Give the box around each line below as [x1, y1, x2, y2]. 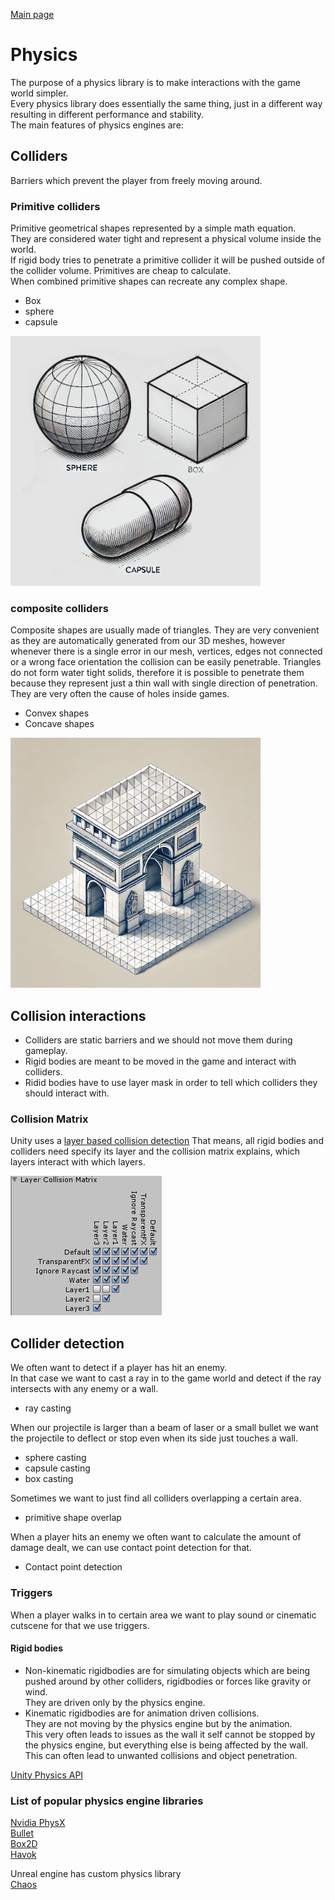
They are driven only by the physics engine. [24, 1696, 206, 1708]
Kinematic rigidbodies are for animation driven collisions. [24, 1707, 260, 1719]
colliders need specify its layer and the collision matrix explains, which [10, 1145, 301, 1158]
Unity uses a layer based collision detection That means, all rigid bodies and [10, 1135, 324, 1147]
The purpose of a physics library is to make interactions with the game [10, 76, 301, 88]
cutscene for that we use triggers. [10, 1619, 150, 1631]
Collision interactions [10, 1007, 147, 1024]
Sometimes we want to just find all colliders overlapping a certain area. [10, 1492, 302, 1504]
